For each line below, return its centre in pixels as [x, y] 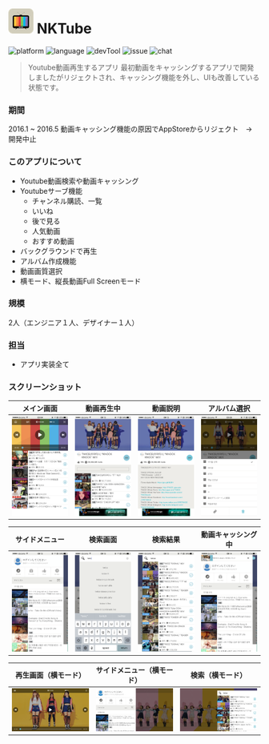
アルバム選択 [229, 408]
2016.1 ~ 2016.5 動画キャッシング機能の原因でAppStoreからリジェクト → [130, 129]
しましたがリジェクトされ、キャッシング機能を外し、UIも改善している [144, 77]
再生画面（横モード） [50, 675]
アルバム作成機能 [48, 261]
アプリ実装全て [44, 364]
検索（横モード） [219, 675]
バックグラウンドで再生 [58, 251]
